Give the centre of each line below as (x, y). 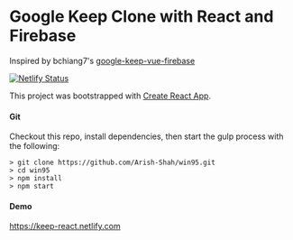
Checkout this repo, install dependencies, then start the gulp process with (146, 136)
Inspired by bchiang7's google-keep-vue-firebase (102, 60)
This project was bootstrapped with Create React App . (110, 96)
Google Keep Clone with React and (142, 17)
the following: (35, 146)
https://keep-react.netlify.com (65, 226)
